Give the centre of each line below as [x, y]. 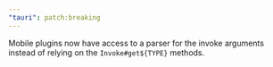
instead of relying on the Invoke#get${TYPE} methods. [107, 52]
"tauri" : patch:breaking [54, 17]
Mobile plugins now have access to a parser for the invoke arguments [136, 43]
